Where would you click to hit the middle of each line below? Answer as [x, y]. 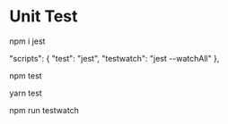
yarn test [26, 93]
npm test [26, 75]
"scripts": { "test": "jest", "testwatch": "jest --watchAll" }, [114, 58]
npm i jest [27, 41]
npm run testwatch [44, 110]
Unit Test [44, 17]
